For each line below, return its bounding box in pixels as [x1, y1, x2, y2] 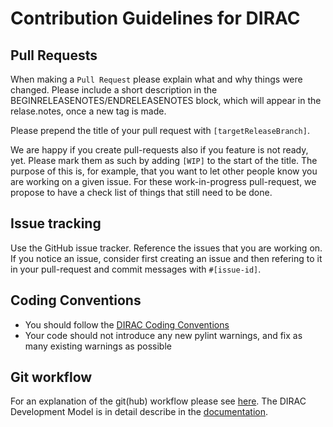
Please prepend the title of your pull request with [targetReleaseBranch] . [10, 125, 310, 136]
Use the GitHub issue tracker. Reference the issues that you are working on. [10, 242, 323, 254]
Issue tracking [10, 215, 102, 232]
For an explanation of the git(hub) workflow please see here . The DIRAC [10, 395, 307, 407]
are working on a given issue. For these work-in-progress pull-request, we [10, 176, 317, 187]
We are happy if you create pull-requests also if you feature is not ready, [10, 144, 309, 156]
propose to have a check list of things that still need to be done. [10, 187, 273, 198]
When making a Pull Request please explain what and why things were [10, 73, 303, 85]
